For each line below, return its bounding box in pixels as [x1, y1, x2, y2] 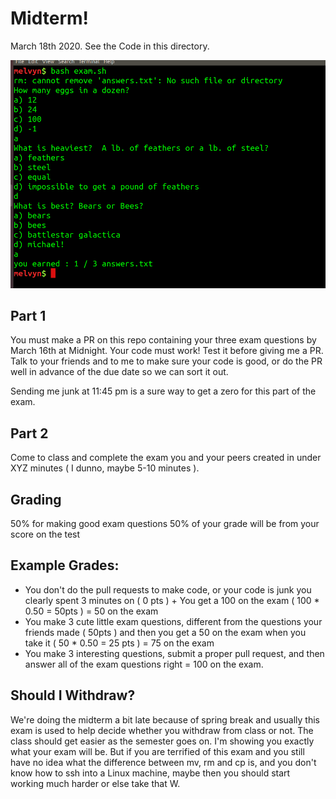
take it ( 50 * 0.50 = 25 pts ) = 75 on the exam [24, 637, 215, 649]
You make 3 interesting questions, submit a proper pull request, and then [24, 647, 325, 659]
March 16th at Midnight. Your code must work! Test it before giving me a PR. [10, 345, 324, 357]
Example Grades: [10, 557, 120, 574]
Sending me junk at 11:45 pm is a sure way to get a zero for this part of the [10, 385, 317, 397]
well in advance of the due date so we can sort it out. [10, 366, 229, 378]
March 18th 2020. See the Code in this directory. [10, 40, 210, 52]
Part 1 [10, 308, 47, 325]
